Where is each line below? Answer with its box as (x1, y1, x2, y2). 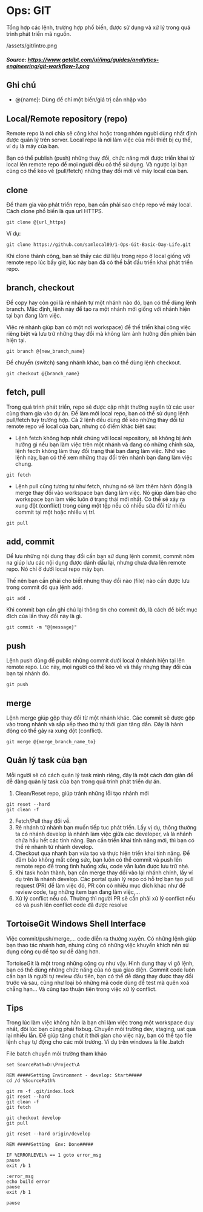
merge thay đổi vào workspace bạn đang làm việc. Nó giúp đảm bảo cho (15, 489, 197, 496)
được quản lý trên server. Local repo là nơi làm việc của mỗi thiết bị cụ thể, (6, 136, 193, 143)
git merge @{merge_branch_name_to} (6, 739, 96, 745)
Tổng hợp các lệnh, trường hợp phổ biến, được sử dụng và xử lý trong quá (6, 24, 191, 31)
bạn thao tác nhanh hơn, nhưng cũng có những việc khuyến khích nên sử (6, 941, 189, 948)
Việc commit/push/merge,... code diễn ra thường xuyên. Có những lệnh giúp (6, 935, 196, 942)
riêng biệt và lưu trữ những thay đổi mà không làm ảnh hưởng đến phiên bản (6, 330, 196, 337)
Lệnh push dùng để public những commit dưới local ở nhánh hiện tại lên (6, 657, 185, 664)
